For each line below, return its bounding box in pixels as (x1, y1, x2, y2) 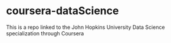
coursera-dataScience (6, 4, 119, 18)
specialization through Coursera (6, 29, 84, 37)
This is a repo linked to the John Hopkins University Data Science (6, 24, 165, 31)
